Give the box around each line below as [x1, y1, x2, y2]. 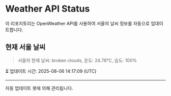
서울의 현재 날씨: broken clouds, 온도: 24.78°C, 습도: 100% [17, 57, 137, 63]
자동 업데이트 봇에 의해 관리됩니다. [5, 85, 73, 91]
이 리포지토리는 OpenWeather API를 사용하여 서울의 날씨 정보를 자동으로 [5, 20, 150, 26]
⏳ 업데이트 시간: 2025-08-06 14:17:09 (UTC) [5, 68, 97, 74]
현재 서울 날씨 [5, 43, 46, 52]
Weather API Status [5, 3, 90, 15]
